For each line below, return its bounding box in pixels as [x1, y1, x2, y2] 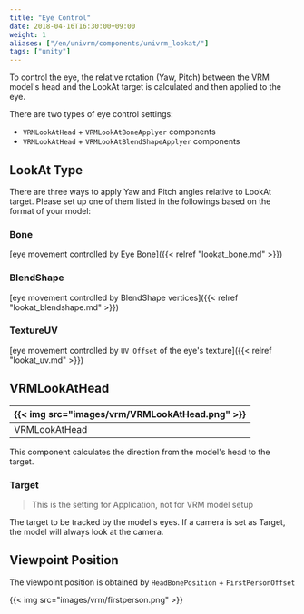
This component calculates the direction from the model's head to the [9, 446, 270, 457]
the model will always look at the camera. [9, 526, 164, 537]
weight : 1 [9, 30, 47, 39]
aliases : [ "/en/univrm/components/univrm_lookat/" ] [9, 38, 209, 48]
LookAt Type [9, 162, 83, 178]
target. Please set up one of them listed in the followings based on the [9, 196, 271, 207]
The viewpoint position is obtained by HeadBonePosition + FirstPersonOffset [9, 577, 296, 588]
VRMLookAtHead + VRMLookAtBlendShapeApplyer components [22, 136, 240, 147]
